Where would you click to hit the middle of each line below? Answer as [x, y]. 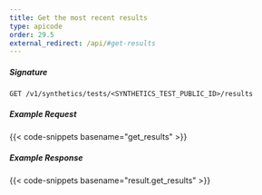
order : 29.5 [32, 34]
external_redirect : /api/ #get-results [82, 43]
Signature [29, 72]
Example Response [46, 157]
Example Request [43, 113]
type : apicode [36, 26]
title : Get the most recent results [78, 18]
